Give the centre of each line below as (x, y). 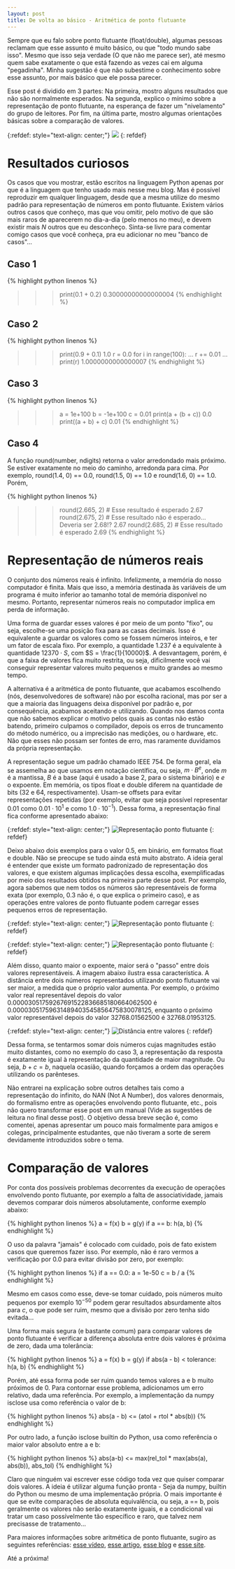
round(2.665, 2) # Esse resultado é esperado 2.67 (131, 510)
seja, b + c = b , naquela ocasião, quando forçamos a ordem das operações (115, 1067)
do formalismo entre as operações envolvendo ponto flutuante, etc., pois (112, 1102)
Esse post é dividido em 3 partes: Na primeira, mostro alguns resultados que (117, 91)
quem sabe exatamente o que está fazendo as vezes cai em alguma (105, 62)
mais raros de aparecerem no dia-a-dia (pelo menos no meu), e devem (109, 220)
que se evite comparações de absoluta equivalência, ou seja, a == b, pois (113, 1501)
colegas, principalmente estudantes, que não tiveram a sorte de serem (109, 1132)
